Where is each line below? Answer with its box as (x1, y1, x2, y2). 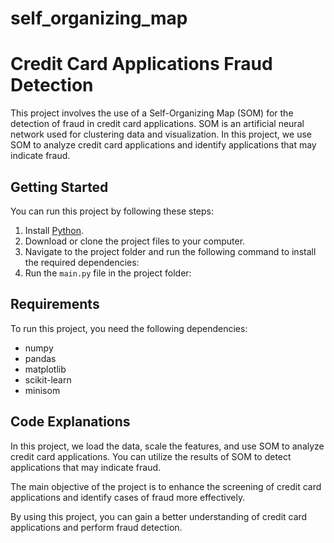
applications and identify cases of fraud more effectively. (10, 491, 246, 503)
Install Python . (24, 224, 85, 236)
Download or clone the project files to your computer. (24, 235, 246, 247)
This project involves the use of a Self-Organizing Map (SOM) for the (10, 107, 294, 119)
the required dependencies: (24, 256, 140, 268)
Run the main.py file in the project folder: (24, 267, 192, 279)
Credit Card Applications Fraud (10, 53, 273, 76)
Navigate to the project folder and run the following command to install (24, 245, 317, 257)
